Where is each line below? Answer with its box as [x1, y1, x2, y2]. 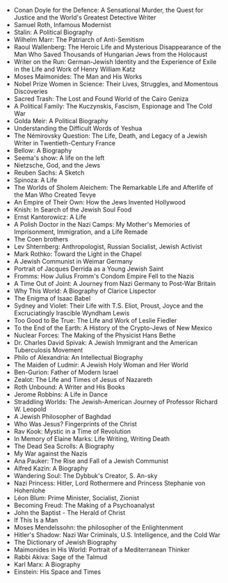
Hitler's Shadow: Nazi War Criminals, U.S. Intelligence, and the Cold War [13, 531, 221, 538]
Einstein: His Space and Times [13, 568, 101, 576]
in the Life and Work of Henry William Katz [13, 65, 136, 73]
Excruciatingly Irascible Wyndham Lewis [13, 309, 130, 317]
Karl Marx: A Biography [13, 560, 81, 568]
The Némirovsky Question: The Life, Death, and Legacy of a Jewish [13, 131, 207, 140]
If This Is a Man [13, 516, 58, 524]
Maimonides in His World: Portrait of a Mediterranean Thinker [13, 545, 190, 554]
